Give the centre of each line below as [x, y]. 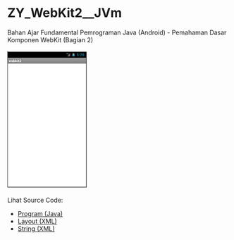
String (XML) [36, 228]
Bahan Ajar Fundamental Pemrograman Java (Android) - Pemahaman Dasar [117, 32]
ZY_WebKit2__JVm [64, 13]
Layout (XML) [37, 221]
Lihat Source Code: [35, 200]
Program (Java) [40, 213]
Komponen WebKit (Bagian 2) [50, 39]
